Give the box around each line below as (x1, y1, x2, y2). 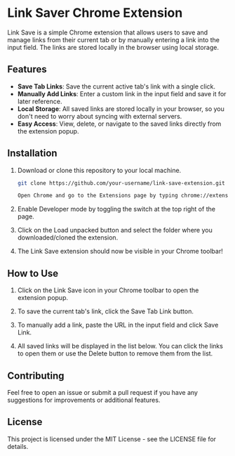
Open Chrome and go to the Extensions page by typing (17, 192, 178, 200)
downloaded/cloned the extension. (17, 233, 119, 242)
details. (7, 442, 29, 450)
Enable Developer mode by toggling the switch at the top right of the (17, 205, 216, 214)
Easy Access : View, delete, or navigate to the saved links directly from (17, 119, 222, 128)
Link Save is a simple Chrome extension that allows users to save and (7, 28, 208, 37)
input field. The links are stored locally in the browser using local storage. (7, 43, 220, 51)
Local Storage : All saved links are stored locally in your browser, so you (17, 104, 224, 113)
